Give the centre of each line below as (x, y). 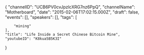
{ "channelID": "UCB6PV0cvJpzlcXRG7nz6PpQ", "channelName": (70, 7)
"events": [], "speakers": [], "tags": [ (41, 17)
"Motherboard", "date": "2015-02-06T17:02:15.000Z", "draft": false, (72, 12)
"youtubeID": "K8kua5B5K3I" (33, 39)
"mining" (23, 26)
